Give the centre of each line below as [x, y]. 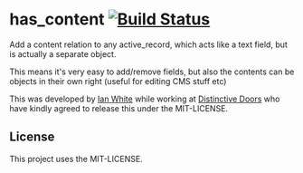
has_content [57, 19]
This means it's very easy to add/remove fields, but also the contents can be [152, 72]
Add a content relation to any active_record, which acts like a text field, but [148, 44]
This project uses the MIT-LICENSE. [76, 159]
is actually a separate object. [63, 53]
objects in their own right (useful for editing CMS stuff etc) [118, 81]
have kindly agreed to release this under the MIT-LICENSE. [119, 108]
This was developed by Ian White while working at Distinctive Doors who [145, 99]
